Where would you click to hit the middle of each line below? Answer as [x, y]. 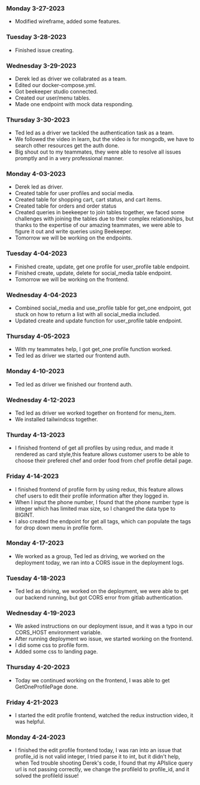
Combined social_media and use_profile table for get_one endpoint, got [103, 308]
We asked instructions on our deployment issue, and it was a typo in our [104, 626]
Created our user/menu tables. [53, 98]
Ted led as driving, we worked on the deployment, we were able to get [101, 591]
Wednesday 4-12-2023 [41, 400]
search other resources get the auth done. [67, 146]
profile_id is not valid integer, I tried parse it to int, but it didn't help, [98, 757]
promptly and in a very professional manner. [69, 158]
